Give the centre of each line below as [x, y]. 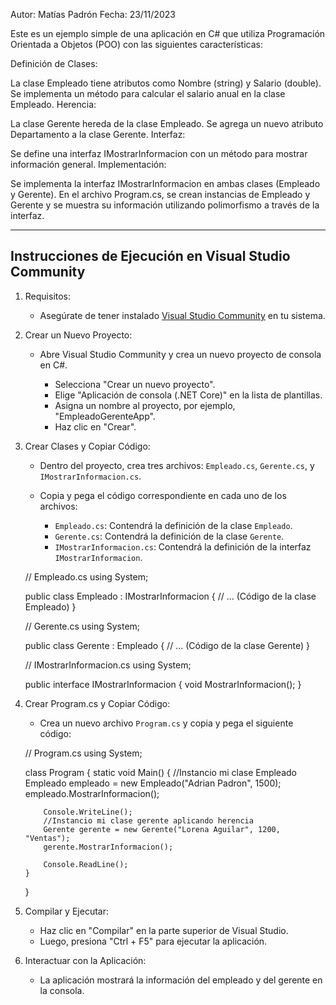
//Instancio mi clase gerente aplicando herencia [148, 820]
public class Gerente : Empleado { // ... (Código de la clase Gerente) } [167, 645]
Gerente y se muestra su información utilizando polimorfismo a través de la [165, 205]
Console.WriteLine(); [88, 812]
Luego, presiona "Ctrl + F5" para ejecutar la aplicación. [153, 941]
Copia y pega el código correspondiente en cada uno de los [163, 495]
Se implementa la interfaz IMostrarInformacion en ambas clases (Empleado [165, 183]
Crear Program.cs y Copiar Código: [97, 703]
